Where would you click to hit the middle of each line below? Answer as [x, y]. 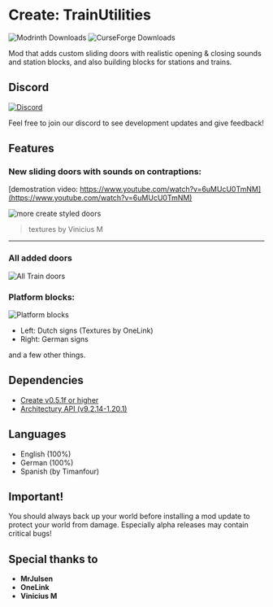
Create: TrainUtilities [80, 15]
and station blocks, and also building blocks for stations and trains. [120, 62]
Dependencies [46, 380]
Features [31, 148]
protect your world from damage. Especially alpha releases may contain [129, 525]
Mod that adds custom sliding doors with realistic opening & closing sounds [135, 53]
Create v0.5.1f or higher [59, 400]
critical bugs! [30, 534]
